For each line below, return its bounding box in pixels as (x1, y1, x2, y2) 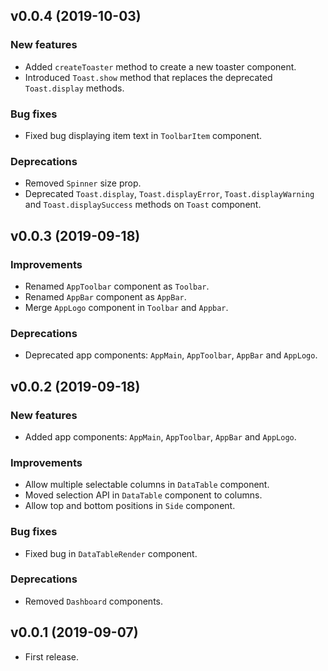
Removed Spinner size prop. (24, 177, 142, 189)
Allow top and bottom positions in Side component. (24, 500, 236, 512)
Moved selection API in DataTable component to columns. (24, 489, 263, 501)
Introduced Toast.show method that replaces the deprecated (24, 71, 273, 83)
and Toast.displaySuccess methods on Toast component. (24, 199, 262, 211)
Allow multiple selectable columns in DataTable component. (24, 479, 270, 491)
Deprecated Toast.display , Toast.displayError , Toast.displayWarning (24, 188, 315, 200)
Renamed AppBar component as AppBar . (24, 290, 187, 303)
